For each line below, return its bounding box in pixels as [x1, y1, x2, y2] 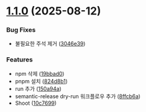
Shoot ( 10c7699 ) [14, 99, 57, 107]
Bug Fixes [6, 26, 36, 34]
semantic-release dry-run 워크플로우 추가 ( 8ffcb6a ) [14, 92, 141, 100]
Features [6, 55, 33, 64]
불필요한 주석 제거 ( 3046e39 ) [14, 40, 86, 48]
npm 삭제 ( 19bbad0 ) [14, 70, 65, 77]
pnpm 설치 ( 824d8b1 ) [14, 77, 68, 85]
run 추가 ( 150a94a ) [14, 85, 62, 92]
